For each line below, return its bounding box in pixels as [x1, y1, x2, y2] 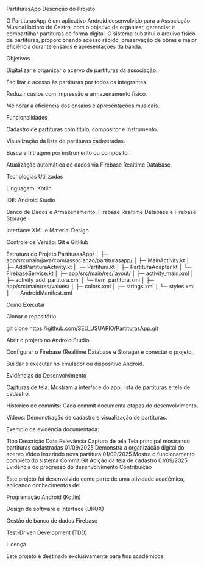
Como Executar [6, 301, 46, 308]
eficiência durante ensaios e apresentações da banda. [6, 43, 142, 50]
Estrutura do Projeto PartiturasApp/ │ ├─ [6, 250, 108, 257]
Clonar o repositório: [6, 313, 58, 320]
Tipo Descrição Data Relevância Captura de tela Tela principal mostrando [6, 437, 191, 445]
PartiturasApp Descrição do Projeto [6, 5, 96, 12]
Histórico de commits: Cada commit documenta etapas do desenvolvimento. [6, 402, 199, 409]
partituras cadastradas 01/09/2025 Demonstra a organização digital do [6, 444, 185, 451]
